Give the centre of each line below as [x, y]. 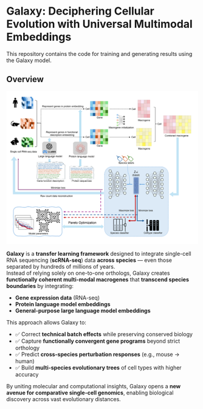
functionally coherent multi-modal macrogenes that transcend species [98, 279]
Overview [25, 79]
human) [25, 361]
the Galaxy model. [29, 60]
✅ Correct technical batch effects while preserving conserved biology [104, 334]
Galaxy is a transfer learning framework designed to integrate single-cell [99, 253]
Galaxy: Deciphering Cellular [81, 11]
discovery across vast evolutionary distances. [64, 399]
